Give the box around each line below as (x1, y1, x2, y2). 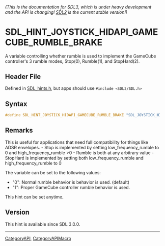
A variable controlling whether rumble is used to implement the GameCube (5, 53, 156, 59)
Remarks (5, 126, 33, 135)
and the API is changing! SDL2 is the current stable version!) (5, 9, 128, 15)
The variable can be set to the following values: (5, 169, 101, 175)
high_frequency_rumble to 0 (5, 160, 62, 166)
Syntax (5, 100, 27, 108)
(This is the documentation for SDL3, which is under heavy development (5, 4, 152, 10)
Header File (5, 72, 41, 81)
